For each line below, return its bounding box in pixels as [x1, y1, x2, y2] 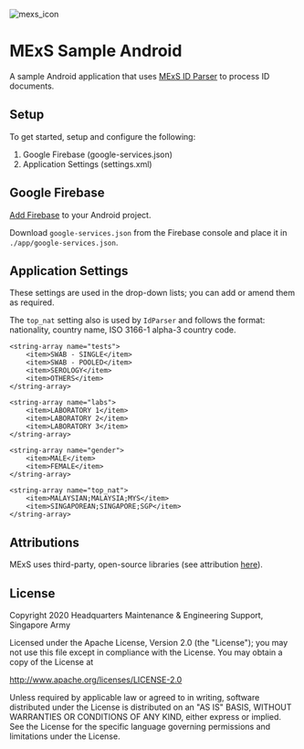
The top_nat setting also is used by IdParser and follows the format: [9, 315, 266, 326]
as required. [9, 297, 55, 308]
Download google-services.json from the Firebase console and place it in [9, 227, 288, 237]
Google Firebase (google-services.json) [22, 149, 173, 160]
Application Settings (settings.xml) [22, 158, 152, 169]
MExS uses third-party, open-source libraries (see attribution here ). [9, 559, 263, 570]
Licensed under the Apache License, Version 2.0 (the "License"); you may [9, 638, 288, 648]
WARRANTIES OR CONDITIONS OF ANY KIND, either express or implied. [9, 712, 281, 722]
